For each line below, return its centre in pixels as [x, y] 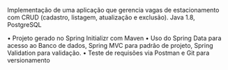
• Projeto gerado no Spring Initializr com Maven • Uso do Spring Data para [114, 38]
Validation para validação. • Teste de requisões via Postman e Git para [108, 53]
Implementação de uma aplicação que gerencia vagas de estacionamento [113, 10]
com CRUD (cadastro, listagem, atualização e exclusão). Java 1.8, [101, 17]
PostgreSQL [24, 25]
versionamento [29, 60]
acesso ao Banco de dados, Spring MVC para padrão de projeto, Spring [111, 45]
